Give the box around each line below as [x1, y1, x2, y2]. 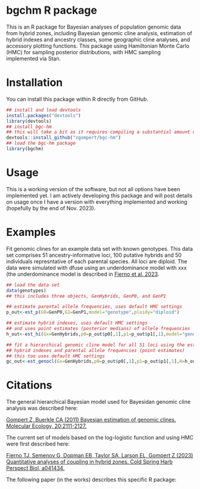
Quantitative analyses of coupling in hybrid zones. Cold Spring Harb [6, 458, 173, 465]
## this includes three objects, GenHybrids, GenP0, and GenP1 [6, 293, 167, 299]
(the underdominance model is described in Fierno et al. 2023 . [6, 270, 160, 278]
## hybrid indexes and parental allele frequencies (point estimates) [6, 347, 185, 353]
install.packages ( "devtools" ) [6, 113, 82, 119]
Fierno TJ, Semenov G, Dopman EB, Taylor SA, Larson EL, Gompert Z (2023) [6, 452, 193, 459]
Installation [6, 76, 63, 89]
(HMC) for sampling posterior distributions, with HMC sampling [6, 48, 161, 55]
